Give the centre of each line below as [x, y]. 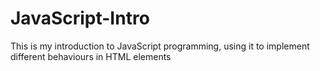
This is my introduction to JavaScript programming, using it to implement [160, 46]
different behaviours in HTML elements [91, 56]
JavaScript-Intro [80, 18]
